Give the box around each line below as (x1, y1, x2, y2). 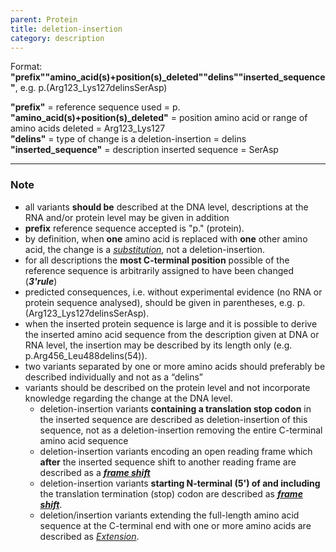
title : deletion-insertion (10, 24, 123, 34)
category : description (10, 33, 105, 43)
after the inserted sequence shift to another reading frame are (39, 456, 297, 468)
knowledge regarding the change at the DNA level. (24, 392, 233, 404)
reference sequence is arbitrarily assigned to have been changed (24, 264, 295, 276)
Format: (10, 61, 43, 73)
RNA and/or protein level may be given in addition (24, 211, 230, 223)
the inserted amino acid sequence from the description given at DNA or (24, 328, 320, 340)
